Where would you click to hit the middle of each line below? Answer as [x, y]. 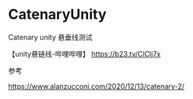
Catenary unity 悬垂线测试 [50, 37]
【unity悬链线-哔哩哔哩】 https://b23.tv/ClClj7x [85, 53]
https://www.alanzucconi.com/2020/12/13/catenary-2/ [96, 86]
